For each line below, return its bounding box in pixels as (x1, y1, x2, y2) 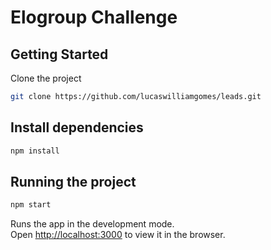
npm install (10, 146, 60, 156)
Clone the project (10, 72, 82, 84)
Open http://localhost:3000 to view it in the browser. (10, 229, 226, 241)
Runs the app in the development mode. (10, 218, 175, 230)
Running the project (10, 173, 137, 190)
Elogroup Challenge (10, 6, 178, 29)
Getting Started (10, 46, 109, 63)
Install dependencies (10, 119, 144, 136)
